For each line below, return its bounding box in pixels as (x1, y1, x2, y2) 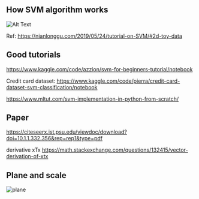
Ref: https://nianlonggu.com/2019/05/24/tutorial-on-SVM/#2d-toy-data (6, 32, 183, 40)
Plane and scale (6, 170, 67, 180)
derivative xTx (6, 146, 41, 153)
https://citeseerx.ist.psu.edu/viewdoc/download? (6, 128, 127, 135)
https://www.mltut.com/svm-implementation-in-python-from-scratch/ (6, 95, 179, 102)
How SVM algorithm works (6, 5, 108, 15)
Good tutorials (6, 50, 61, 60)
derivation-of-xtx (6, 153, 49, 160)
